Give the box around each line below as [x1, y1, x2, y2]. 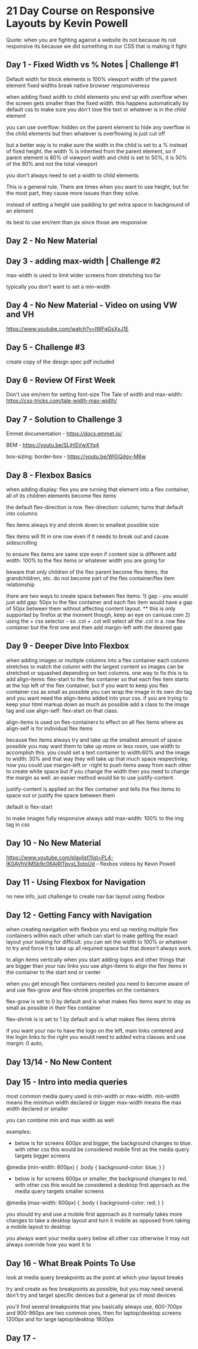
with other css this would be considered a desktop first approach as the [14, 1181, 190, 1189]
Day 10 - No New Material [6, 838, 102, 848]
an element [6, 207, 34, 214]
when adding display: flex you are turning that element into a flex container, [6, 486, 190, 493]
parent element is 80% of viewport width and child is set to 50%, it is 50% [6, 154, 187, 161]
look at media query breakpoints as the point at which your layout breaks [6, 1274, 184, 1281]
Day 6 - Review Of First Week [6, 375, 116, 385]
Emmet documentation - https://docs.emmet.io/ [6, 430, 122, 437]
